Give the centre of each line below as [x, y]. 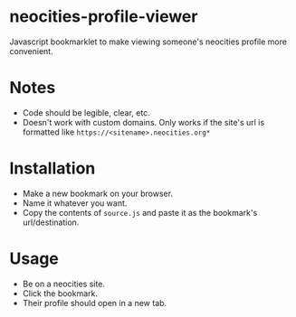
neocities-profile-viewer [104, 17]
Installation [53, 168]
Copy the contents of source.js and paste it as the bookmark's [140, 212]
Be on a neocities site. [64, 284]
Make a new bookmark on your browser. [98, 193]
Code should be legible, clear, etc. [86, 112]
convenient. [31, 51]
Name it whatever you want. [75, 203]
